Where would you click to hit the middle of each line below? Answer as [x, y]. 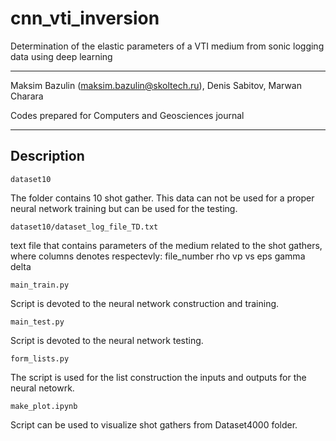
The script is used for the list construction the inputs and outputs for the [158, 377]
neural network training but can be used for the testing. [124, 208]
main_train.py [40, 285]
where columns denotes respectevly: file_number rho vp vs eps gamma [158, 256]
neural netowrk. [42, 388]
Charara [27, 96]
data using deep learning [61, 56]
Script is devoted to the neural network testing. [107, 340]
